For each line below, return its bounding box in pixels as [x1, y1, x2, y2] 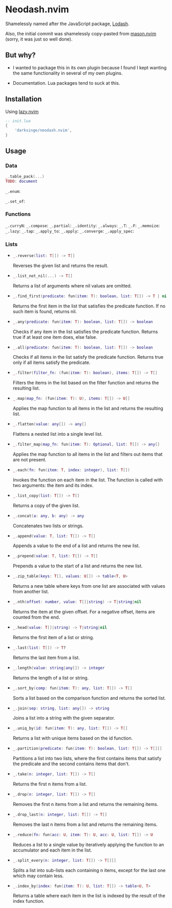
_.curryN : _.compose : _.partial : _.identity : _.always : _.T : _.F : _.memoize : [5, 222, 160, 228]
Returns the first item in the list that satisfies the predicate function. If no [12, 303, 165, 309]
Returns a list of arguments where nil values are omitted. [12, 282, 132, 288]
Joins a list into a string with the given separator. [12, 715, 115, 721]
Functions [5, 210, 31, 218]
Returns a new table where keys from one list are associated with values [12, 583, 165, 589]
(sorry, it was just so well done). [5, 36, 73, 42]
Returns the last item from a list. [12, 654, 80, 661]
